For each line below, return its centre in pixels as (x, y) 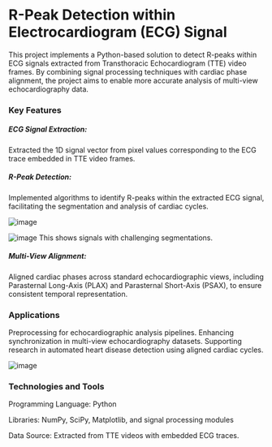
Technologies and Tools (56, 386)
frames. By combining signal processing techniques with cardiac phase (128, 71)
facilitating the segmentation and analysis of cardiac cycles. (108, 206)
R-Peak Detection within (92, 15)
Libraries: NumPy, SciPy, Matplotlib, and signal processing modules (121, 420)
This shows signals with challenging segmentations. (126, 238)
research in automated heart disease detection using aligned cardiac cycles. (136, 350)
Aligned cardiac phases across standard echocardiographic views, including (136, 277)
